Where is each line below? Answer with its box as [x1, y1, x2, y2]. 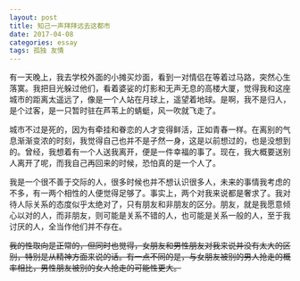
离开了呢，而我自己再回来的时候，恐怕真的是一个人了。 [16, 158, 221, 169]
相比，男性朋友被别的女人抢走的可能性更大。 [16, 262, 181, 273]
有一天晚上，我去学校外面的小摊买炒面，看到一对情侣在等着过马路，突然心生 [9, 72, 291, 83]
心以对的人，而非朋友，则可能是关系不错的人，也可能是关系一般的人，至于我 [9, 211, 291, 221]
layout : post [9, 12, 58, 22]
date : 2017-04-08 [9, 29, 74, 38]
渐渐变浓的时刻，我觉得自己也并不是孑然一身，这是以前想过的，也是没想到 [16, 136, 291, 146]
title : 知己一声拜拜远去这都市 [9, 21, 111, 30]
